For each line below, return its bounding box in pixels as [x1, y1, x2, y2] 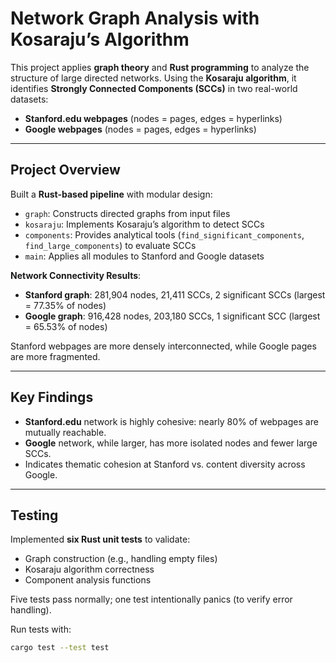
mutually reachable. [24, 426, 107, 438]
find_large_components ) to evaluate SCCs [24, 239, 197, 251]
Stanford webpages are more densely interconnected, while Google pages [10, 340, 317, 352]
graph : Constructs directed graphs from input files [24, 207, 231, 219]
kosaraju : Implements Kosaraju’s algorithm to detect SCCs [24, 218, 265, 230]
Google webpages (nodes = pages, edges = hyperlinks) [24, 123, 257, 135]
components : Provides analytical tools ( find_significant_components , [24, 228, 305, 241]
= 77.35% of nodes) [24, 299, 107, 311]
